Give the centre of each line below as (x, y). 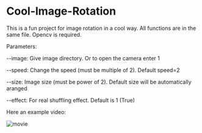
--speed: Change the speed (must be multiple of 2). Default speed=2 (93, 70)
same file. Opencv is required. (44, 34)
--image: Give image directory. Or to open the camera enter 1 (83, 58)
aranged (17, 88)
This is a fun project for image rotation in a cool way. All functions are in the (101, 28)
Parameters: (22, 46)
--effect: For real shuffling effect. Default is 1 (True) (71, 100)
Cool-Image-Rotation (61, 11)
